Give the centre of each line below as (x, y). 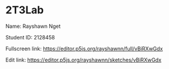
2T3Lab (25, 10)
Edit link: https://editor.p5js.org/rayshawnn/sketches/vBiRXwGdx (84, 60)
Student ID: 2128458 (30, 37)
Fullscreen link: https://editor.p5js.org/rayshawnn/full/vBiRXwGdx (84, 48)
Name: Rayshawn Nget (33, 26)
